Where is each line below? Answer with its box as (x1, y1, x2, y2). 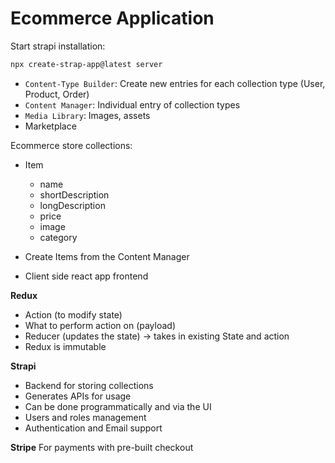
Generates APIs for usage (24, 390, 132, 402)
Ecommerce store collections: (10, 139, 133, 151)
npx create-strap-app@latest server (10, 59, 163, 69)
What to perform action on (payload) (24, 319, 177, 331)
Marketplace (24, 120, 77, 132)
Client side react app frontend (24, 270, 149, 282)
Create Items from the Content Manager (24, 250, 190, 262)
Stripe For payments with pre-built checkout (10, 441, 194, 453)
